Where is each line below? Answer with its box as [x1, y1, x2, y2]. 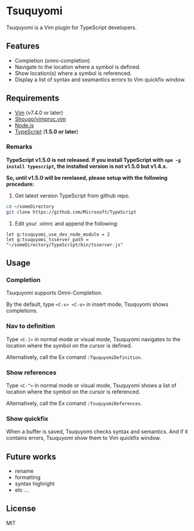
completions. [6, 307, 38, 314]
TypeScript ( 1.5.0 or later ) [14, 128, 79, 135]
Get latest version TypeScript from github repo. [14, 192, 131, 199]
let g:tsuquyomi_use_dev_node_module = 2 [6, 231, 110, 238]
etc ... [14, 486, 29, 493]
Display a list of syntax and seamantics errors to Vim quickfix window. [14, 76, 186, 83]
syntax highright [14, 480, 55, 487]
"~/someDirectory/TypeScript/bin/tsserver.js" [6, 242, 123, 248]
